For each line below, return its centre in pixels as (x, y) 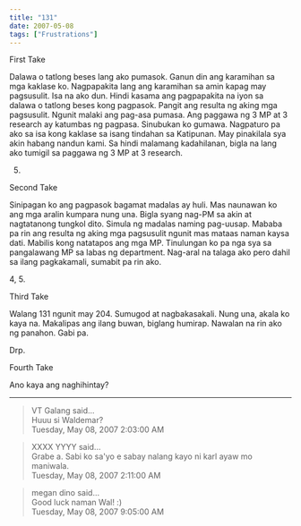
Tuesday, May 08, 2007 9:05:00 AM (97, 512)
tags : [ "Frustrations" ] (54, 34)
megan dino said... (65, 493)
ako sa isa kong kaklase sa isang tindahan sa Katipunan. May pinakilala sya (148, 134)
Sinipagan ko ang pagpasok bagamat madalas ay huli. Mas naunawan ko (143, 205)
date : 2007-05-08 (42, 26)
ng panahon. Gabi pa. (49, 333)
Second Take (34, 188)
